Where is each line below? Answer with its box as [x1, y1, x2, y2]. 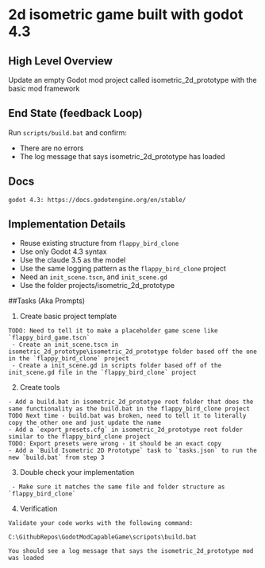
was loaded [8, 554, 44, 562]
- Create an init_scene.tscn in [11, 340, 119, 349]
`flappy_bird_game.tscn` [8, 334, 90, 342]
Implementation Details [8, 217, 126, 231]
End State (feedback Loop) [8, 107, 143, 120]
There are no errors [19, 143, 84, 153]
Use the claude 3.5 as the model [19, 255, 126, 265]
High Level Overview [8, 54, 113, 68]
